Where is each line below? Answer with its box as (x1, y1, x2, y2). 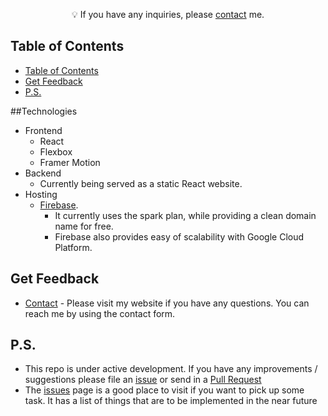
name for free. (54, 220, 114, 232)
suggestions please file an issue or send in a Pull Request (24, 374, 262, 386)
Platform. (54, 241, 93, 253)
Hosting (24, 188, 58, 200)
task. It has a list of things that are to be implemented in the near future (24, 395, 318, 407)
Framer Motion (39, 156, 101, 168)
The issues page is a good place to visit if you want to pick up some (24, 384, 305, 396)
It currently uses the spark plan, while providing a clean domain (54, 209, 317, 221)
